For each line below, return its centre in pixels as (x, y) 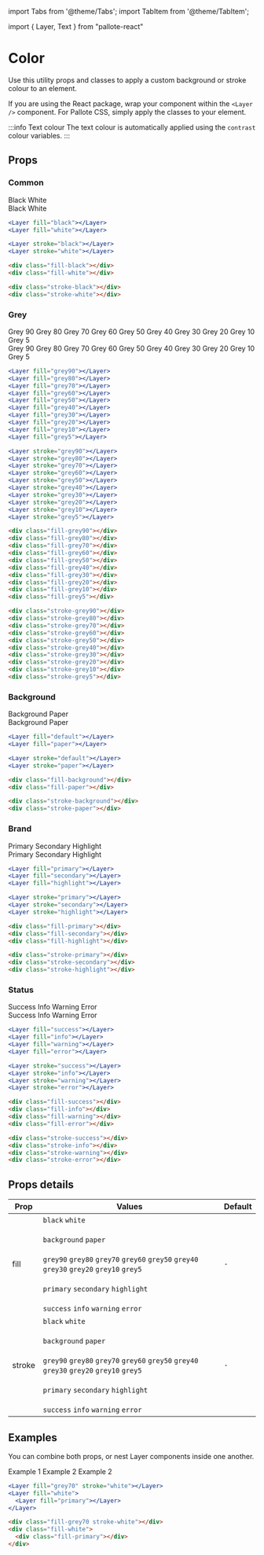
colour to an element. (42, 88)
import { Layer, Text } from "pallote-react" (76, 26)
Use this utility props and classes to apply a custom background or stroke (127, 80)
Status (21, 990)
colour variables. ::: (39, 135)
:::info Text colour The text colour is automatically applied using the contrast (132, 127)
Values (130, 1207)
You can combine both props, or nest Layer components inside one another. (131, 1456)
